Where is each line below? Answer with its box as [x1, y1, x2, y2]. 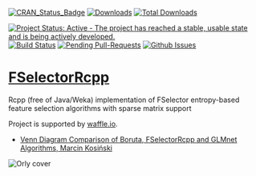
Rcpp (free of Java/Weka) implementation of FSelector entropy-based [8, 95, 240, 104]
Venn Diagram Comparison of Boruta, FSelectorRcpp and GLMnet [19, 134, 238, 144]
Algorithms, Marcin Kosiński [19, 143, 113, 153]
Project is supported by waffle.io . [8, 119, 118, 129]
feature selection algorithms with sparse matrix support [8, 103, 192, 113]
